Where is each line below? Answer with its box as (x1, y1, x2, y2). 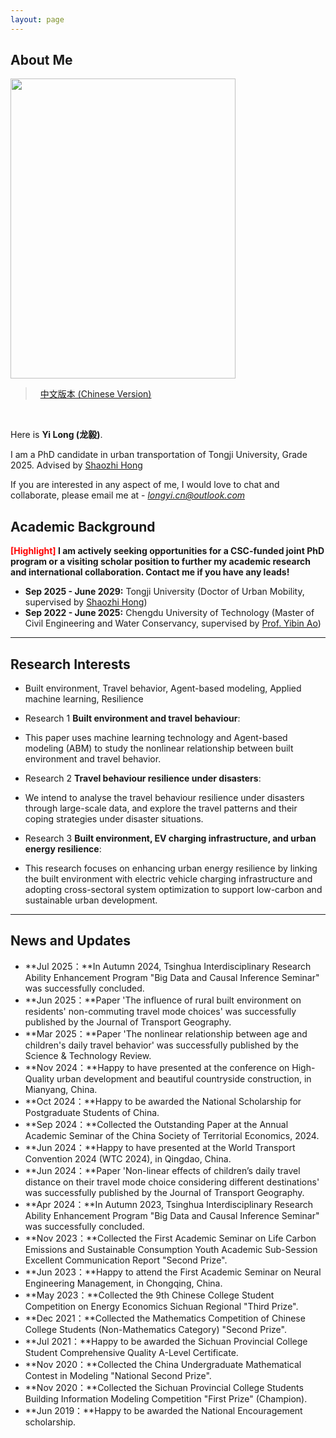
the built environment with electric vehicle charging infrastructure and (24, 873, 313, 885)
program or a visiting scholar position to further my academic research (10, 556, 311, 568)
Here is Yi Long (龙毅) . (10, 429, 103, 441)
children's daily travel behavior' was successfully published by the (24, 1039, 299, 1051)
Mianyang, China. (24, 1083, 98, 1095)
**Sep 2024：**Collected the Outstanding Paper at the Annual (24, 1118, 289, 1130)
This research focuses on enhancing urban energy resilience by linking (24, 862, 318, 875)
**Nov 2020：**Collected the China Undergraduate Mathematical (24, 1358, 302, 1370)
